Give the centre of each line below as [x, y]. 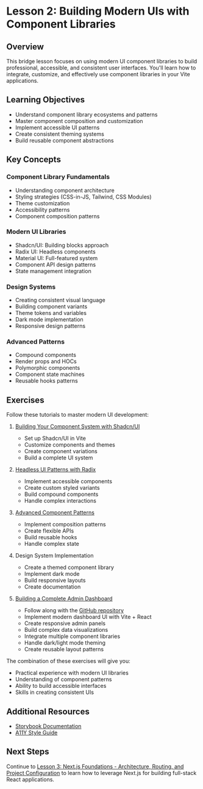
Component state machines [50, 374]
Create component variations [61, 451]
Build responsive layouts [55, 581]
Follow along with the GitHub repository [74, 610]
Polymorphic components [48, 368]
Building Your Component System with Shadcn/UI [77, 426]
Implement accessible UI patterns [57, 127]
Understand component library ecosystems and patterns [86, 115]
